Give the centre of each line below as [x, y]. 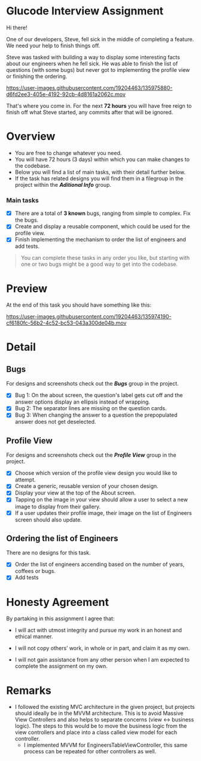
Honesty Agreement [58, 602]
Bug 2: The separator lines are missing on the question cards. [91, 408]
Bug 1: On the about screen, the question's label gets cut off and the [99, 395]
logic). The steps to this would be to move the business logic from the [101, 726]
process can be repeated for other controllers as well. [90, 751]
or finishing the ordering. [37, 76]
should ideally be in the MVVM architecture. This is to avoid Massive [99, 713]
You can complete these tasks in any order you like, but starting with [105, 258]
